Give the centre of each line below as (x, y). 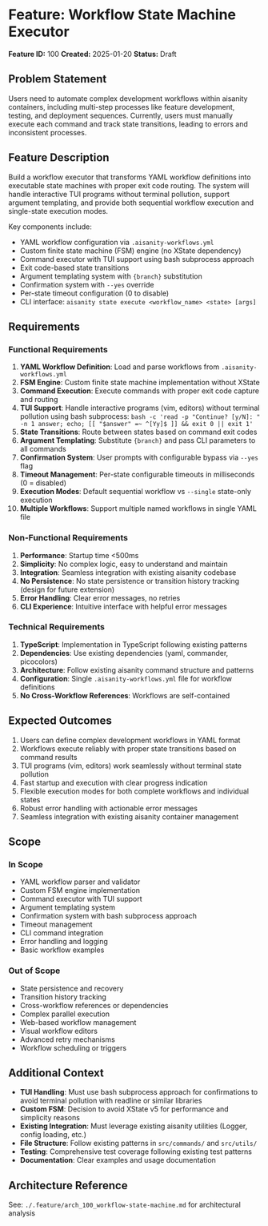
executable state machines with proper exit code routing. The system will (129, 185)
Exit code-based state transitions (74, 267)
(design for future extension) (67, 589)
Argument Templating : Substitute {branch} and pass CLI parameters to (138, 440)
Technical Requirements (57, 627)
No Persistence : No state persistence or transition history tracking (130, 581)
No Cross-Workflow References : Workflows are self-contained (125, 695)
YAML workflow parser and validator (80, 882)
